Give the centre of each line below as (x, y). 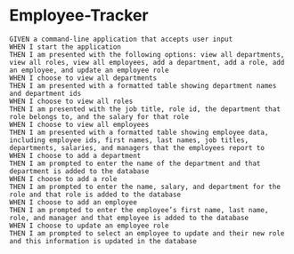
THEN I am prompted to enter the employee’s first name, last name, (139, 210)
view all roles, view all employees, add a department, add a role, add (147, 62)
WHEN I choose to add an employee (73, 202)
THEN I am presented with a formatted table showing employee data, (139, 132)
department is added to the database (79, 171)
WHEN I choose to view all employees (79, 124)
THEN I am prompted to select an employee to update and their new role (147, 233)
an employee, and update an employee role (89, 70)
